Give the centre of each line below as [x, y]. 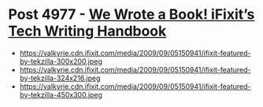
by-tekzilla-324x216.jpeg [60, 78]
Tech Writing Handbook [87, 31]
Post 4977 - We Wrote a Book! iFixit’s [131, 15]
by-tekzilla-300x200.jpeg [61, 61]
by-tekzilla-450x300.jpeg [61, 94]
